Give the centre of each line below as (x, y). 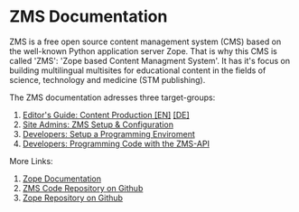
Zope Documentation (62, 179)
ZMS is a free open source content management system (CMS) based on (145, 41)
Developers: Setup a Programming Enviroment (109, 134)
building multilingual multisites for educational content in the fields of (138, 70)
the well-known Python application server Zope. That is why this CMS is (143, 51)
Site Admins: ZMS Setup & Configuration (98, 124)
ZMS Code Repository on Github (83, 188)
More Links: (31, 161)
